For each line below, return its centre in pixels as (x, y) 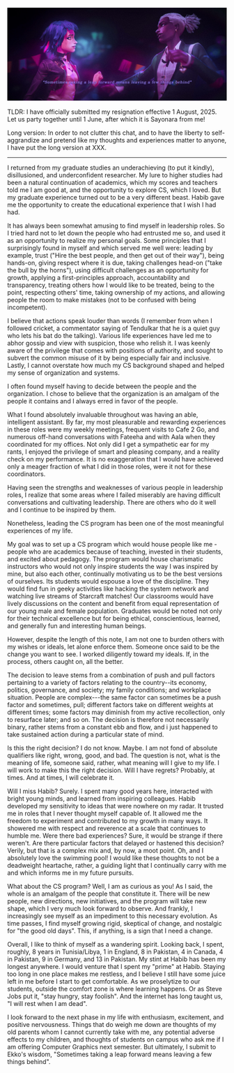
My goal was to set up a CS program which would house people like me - (112, 544)
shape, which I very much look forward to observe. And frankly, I (100, 908)
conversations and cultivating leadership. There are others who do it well (112, 502)
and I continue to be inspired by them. (62, 510)
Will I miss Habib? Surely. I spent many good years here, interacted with (110, 791)
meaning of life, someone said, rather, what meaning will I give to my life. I (113, 762)
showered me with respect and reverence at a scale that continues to (107, 828)
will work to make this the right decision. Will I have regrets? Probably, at (111, 770)
